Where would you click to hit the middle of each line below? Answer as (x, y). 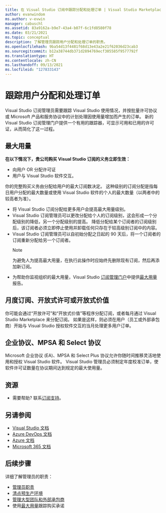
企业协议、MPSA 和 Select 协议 (53, 342)
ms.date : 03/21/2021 (26, 33)
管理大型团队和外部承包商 (38, 499)
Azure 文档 (23, 440)
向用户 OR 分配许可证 (34, 170)
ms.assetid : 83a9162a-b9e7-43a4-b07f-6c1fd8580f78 (58, 28)
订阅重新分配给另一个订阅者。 (42, 240)
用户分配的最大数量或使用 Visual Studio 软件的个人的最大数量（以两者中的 (84, 192)
